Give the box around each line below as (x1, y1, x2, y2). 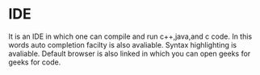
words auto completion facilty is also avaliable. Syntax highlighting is (8, 40, 237, 49)
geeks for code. (8, 57, 61, 67)
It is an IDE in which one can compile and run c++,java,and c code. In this (8, 31, 253, 41)
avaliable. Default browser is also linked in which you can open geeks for (8, 48, 251, 58)
